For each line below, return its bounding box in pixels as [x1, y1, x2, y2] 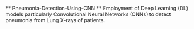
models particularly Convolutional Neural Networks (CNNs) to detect [5, 11, 171, 18]
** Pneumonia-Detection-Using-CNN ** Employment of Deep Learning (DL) [5, 5, 189, 11]
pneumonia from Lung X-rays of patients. [5, 17, 105, 23]
